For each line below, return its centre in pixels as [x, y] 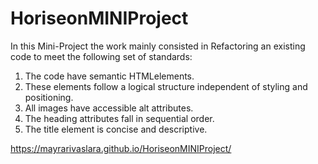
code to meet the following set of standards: [101, 56]
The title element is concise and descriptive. [116, 129]
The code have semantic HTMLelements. [109, 76]
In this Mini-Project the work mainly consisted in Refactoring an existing [158, 46]
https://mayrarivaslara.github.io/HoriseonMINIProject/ [121, 148]
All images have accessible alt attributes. [109, 108]
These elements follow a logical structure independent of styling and [166, 86]
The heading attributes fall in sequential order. [119, 118]
